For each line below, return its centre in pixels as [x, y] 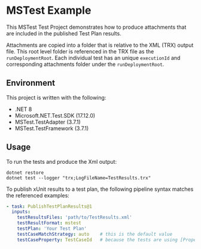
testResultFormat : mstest [49, 223]
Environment [31, 83]
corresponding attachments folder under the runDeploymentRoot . [85, 64]
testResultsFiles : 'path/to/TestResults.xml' [75, 217]
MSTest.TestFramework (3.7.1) [52, 128]
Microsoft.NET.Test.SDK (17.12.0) [55, 115]
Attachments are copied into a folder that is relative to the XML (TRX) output [100, 45]
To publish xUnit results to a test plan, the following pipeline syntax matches [100, 189]
